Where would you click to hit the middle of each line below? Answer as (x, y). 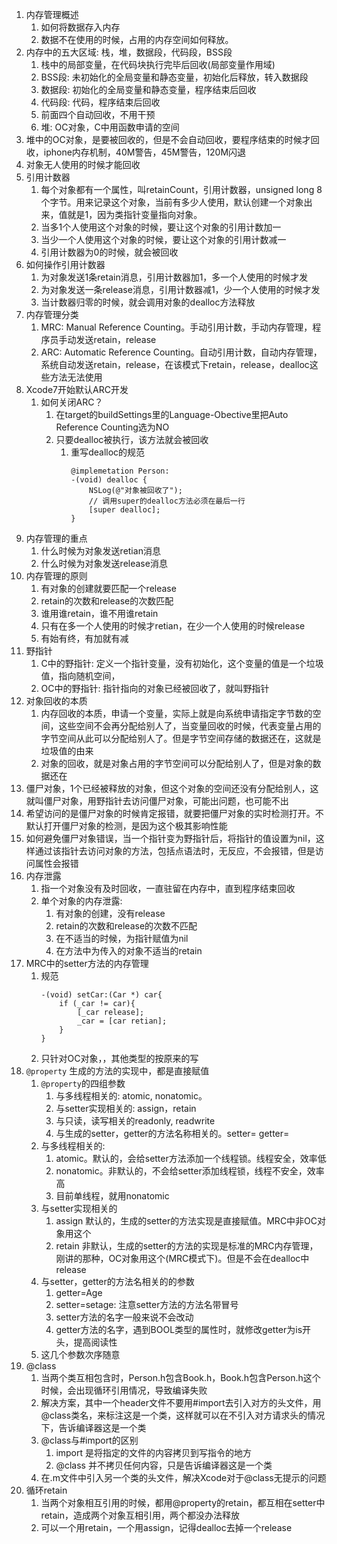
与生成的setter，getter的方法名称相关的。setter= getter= (172, 1133)
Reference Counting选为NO (112, 427)
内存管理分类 (52, 314)
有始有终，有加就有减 (84, 638)
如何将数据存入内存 (80, 27)
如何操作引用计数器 (65, 264)
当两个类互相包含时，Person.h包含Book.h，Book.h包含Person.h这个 (180, 1377)
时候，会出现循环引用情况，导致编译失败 (124, 1390)
